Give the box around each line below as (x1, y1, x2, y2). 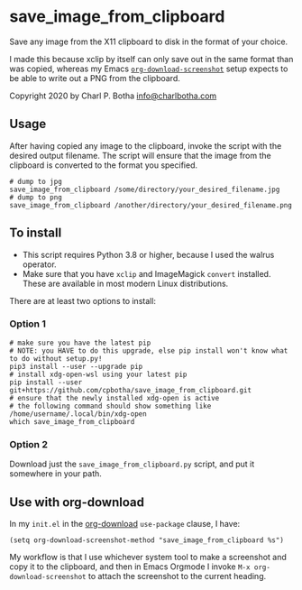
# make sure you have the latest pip (9, 338, 151, 347)
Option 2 (9, 438, 48, 450)
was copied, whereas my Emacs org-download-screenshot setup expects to (9, 63, 288, 74)
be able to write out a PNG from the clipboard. (9, 72, 180, 83)
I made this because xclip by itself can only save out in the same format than (9, 53, 294, 64)
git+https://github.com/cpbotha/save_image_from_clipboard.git (9, 385, 252, 394)
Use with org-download (9, 494, 144, 510)
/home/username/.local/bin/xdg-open (9, 409, 147, 419)
